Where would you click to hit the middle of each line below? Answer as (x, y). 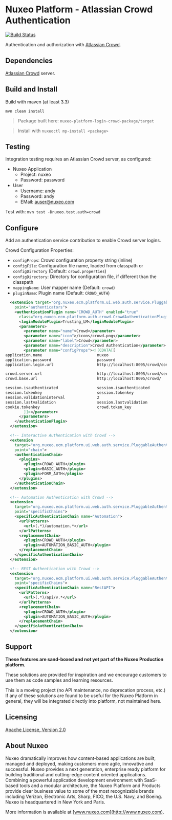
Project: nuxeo (36, 175)
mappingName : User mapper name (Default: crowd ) (64, 288)
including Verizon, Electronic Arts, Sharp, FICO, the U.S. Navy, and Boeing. (84, 796)
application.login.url (29, 365)
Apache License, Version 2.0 (36, 730)
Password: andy (37, 196)
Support (19, 647)
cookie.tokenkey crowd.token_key (68, 407)
